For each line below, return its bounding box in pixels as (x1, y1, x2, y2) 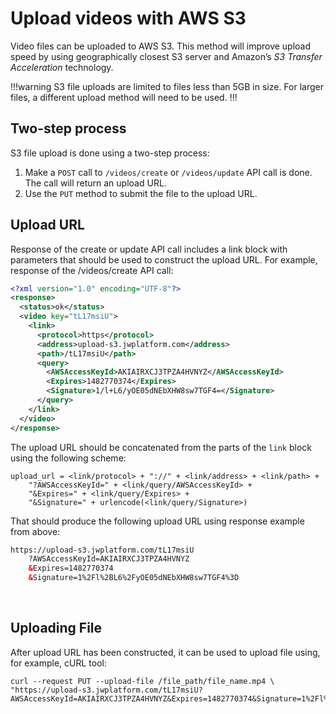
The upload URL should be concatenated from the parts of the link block (10, 441, 312, 453)
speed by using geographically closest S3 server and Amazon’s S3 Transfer (10, 50, 323, 62)
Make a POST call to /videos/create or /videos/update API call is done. (24, 166, 313, 178)
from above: (10, 525, 61, 537)
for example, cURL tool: (10, 657, 108, 669)
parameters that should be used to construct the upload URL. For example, (10, 253, 318, 266)
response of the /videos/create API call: (10, 264, 174, 276)
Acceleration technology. (10, 61, 114, 73)
